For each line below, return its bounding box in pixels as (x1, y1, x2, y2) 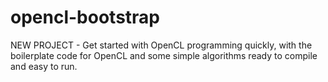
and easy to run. (10, 60, 78, 72)
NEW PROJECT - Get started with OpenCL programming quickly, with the (10, 39, 313, 51)
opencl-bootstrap (10, 6, 160, 29)
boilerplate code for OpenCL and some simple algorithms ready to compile (10, 49, 318, 61)
